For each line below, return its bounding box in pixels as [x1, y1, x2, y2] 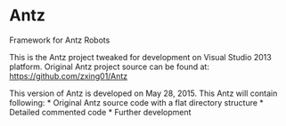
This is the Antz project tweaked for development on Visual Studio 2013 [9, 51, 272, 62]
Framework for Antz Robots [9, 35, 110, 45]
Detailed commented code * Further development [9, 106, 192, 117]
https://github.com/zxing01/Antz [9, 70, 128, 81]
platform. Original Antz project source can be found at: [9, 61, 209, 72]
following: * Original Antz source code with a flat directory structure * [9, 97, 265, 107]
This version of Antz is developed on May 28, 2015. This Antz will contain [9, 88, 278, 98]
